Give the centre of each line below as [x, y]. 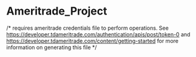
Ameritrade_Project [57, 11]
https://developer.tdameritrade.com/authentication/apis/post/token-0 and [98, 34]
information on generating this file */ [52, 47]
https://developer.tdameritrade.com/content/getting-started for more [93, 41]
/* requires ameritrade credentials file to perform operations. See [87, 28]
